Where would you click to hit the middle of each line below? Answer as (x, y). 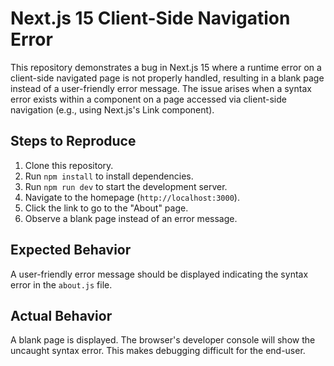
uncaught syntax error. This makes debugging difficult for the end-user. (158, 351)
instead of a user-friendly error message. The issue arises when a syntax (161, 88)
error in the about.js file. (61, 284)
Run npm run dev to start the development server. (126, 186)
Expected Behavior (71, 250)
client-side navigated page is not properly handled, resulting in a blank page (167, 78)
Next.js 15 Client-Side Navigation (150, 18)
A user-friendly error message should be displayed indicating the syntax (159, 274)
